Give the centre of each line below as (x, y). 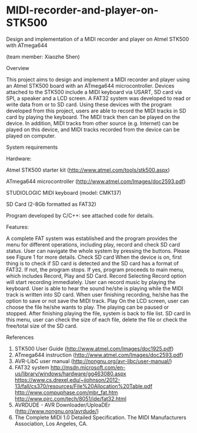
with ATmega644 (27, 45)
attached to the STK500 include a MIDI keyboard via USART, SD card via (94, 92)
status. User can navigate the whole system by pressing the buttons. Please (98, 251)
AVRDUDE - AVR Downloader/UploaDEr (62, 405)
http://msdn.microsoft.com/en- (88, 367)
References (20, 337)
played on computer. (31, 135)
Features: (18, 227)
